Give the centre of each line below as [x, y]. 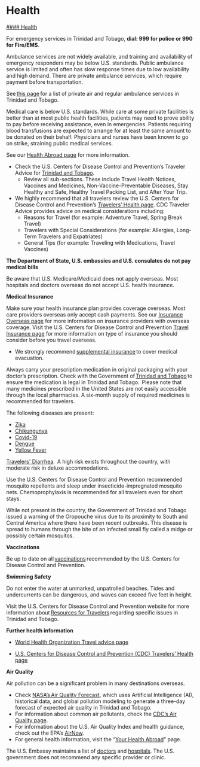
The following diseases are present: [50, 413]
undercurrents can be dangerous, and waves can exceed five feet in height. [99, 594]
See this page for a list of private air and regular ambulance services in [93, 93]
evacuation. [29, 358]
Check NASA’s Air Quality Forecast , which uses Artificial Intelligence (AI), [104, 695]
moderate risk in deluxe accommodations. [58, 468]
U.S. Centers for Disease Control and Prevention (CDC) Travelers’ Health [104, 653]
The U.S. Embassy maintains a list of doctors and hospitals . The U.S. [90, 751]
